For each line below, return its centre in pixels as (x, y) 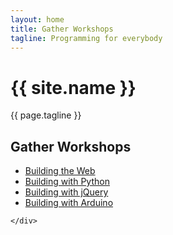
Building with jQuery (66, 192)
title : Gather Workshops (62, 29)
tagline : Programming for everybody (86, 38)
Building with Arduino (69, 203)
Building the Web (60, 171)
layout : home (37, 19)
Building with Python (67, 182)
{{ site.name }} (73, 87)
